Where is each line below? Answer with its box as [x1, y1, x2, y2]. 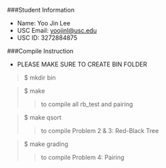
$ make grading [23, 140, 68, 148]
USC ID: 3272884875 [16, 34, 77, 42]
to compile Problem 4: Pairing [40, 154, 125, 161]
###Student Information [7, 6, 75, 14]
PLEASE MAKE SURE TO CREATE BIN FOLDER [16, 60, 148, 68]
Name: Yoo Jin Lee [16, 19, 70, 27]
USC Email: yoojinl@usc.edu [16, 27, 97, 34]
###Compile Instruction [7, 47, 74, 55]
